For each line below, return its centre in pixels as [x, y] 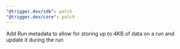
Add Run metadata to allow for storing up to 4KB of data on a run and [90, 33]
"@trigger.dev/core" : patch [41, 17]
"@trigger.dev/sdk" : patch [39, 11]
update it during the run [35, 40]
